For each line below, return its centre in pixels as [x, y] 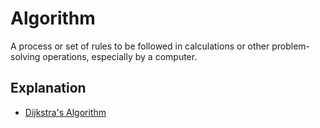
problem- [291, 46]
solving [25, 56]
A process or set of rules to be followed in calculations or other [140, 46]
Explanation [48, 88]
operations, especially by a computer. [120, 56]
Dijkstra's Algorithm [65, 112]
